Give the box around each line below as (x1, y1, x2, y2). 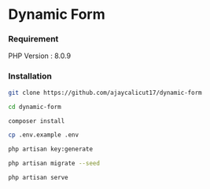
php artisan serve (8, 174, 68, 182)
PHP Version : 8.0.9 (8, 51, 72, 60)
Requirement (8, 34, 59, 45)
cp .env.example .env (8, 131, 79, 139)
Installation (8, 71, 53, 82)
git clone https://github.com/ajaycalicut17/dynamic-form (8, 89, 202, 96)
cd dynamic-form (8, 103, 61, 111)
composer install (8, 117, 65, 125)
